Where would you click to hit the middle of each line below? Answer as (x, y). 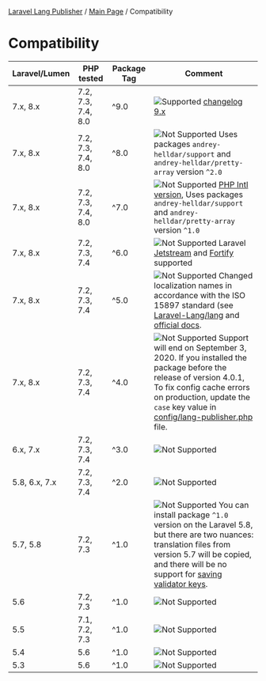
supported (173, 263)
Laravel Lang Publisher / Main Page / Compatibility (91, 11)
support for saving (188, 574)
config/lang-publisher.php (203, 417)
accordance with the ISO (199, 295)
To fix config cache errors (202, 387)
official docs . (178, 325)
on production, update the (202, 397)
